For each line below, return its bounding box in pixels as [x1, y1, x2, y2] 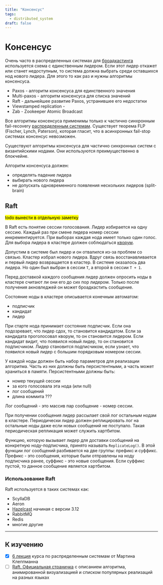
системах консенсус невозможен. [5, 133, 77, 139]
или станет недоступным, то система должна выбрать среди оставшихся [5, 68, 158, 74]
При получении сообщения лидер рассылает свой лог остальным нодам [5, 412, 157, 418]
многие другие [12, 522, 44, 528]
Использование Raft [5, 475, 56, 482]
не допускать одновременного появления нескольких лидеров [12, 183, 144, 188]
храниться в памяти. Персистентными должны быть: [5, 368, 115, 374]
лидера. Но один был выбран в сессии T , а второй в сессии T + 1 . [5, 265, 142, 270]
